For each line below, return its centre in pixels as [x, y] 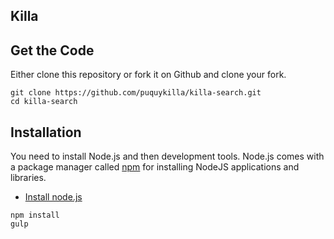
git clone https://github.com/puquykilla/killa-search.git [136, 93]
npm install [35, 215]
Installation [46, 132]
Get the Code [52, 50]
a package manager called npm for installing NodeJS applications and [155, 167]
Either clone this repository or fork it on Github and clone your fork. [148, 75]
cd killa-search [44, 102]
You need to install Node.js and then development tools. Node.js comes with [167, 156]
